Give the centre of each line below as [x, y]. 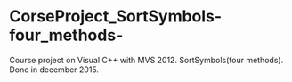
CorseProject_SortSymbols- [116, 16]
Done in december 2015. [54, 70]
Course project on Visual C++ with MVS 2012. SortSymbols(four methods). [146, 60]
